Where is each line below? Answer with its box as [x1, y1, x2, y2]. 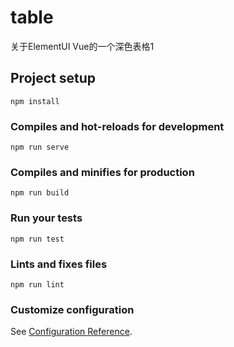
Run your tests [10, 211, 83, 225]
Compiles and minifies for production [10, 165, 195, 179]
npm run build [10, 188, 70, 198]
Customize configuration [10, 302, 135, 316]
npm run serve [10, 142, 70, 153]
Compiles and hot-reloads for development [10, 119, 225, 133]
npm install [10, 96, 60, 106]
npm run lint [10, 279, 65, 290]
